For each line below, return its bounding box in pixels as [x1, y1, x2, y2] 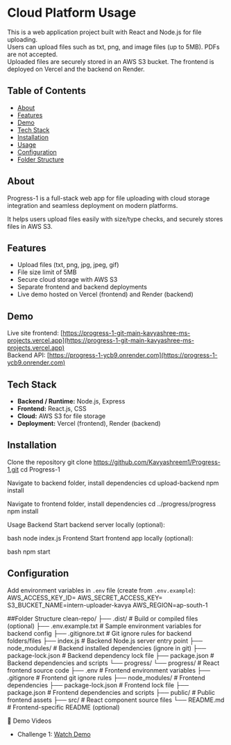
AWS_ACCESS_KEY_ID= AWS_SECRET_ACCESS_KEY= [7, 593, 163, 602]
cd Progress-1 [20, 465, 60, 474]
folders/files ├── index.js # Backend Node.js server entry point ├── [7, 636, 203, 645]
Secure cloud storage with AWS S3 [17, 275, 118, 284]
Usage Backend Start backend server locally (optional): [7, 520, 165, 529]
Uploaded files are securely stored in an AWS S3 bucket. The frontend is [7, 57, 214, 65]
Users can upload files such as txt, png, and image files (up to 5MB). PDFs [7, 42, 220, 51]
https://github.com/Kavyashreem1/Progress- [93, 458, 221, 466]
